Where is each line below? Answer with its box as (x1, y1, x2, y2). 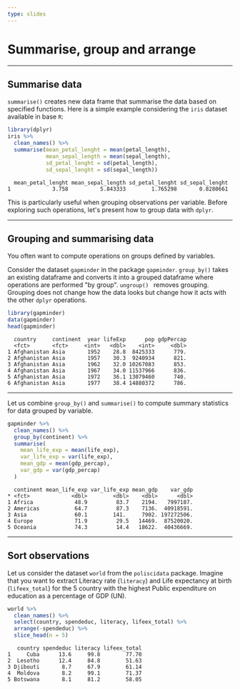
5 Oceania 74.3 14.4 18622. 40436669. (7, 523, 194, 530)
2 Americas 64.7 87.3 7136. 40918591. (7, 505, 194, 512)
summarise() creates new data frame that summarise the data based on (7, 97, 216, 106)
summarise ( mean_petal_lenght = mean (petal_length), (14, 146, 171, 154)
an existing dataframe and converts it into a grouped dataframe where (7, 273, 214, 282)
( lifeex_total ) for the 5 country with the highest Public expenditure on (7, 583, 216, 593)
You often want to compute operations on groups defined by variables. (7, 251, 216, 261)
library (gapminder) (7, 310, 66, 317)
